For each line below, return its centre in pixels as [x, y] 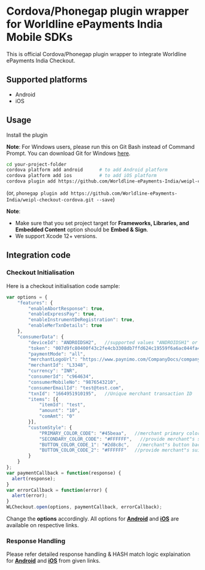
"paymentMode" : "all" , [57, 354]
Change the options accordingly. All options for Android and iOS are [93, 519]
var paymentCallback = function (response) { [64, 473]
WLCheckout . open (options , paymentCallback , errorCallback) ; [85, 507]
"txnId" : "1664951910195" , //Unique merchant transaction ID [110, 394]
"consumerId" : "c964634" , [61, 377]
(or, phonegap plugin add [37, 193]
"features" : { [35, 303]
